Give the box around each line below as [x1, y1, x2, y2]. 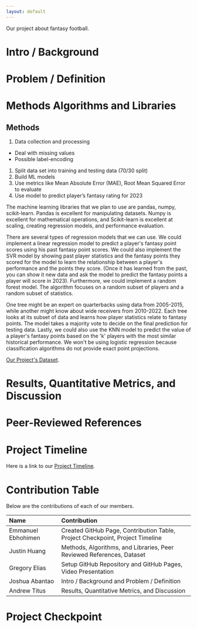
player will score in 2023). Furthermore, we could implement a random [6, 277, 176, 284]
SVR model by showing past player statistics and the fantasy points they [6, 252, 181, 259]
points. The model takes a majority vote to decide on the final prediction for [6, 320, 188, 327]
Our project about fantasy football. [6, 25, 90, 32]
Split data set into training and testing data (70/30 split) [14, 167, 148, 174]
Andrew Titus [9, 587, 46, 595]
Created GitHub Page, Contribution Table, [61, 527, 176, 535]
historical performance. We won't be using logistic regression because [6, 339, 177, 346]
